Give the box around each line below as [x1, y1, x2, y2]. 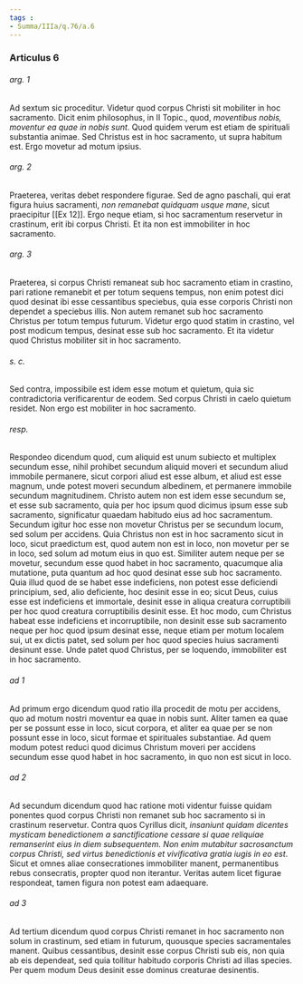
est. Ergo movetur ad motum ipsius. [9, 141, 142, 151]
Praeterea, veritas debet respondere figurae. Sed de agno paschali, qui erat [9, 190, 291, 200]
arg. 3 [9, 248, 32, 259]
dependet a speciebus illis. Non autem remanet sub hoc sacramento [9, 306, 264, 317]
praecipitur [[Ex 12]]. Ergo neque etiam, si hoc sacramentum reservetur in [9, 209, 283, 219]
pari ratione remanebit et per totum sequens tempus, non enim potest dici [9, 287, 284, 297]
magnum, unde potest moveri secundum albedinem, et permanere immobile [9, 481, 292, 492]
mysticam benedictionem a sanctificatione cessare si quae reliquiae [9, 829, 265, 840]
